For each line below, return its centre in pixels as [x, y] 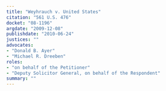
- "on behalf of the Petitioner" [48, 67]
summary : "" [21, 78]
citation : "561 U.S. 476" [39, 17]
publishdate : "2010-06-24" [40, 34]
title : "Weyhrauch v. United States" [54, 12]
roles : [14, 62]
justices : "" [23, 40]
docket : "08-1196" [29, 23]
